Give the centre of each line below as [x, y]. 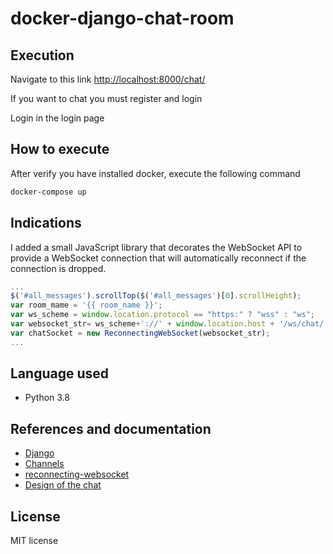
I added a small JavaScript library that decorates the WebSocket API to [156, 247]
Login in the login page [57, 118]
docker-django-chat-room [122, 18]
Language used [60, 373]
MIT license [34, 541]
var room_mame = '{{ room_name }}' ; [86, 305]
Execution [42, 55]
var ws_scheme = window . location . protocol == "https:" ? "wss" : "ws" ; [163, 315]
